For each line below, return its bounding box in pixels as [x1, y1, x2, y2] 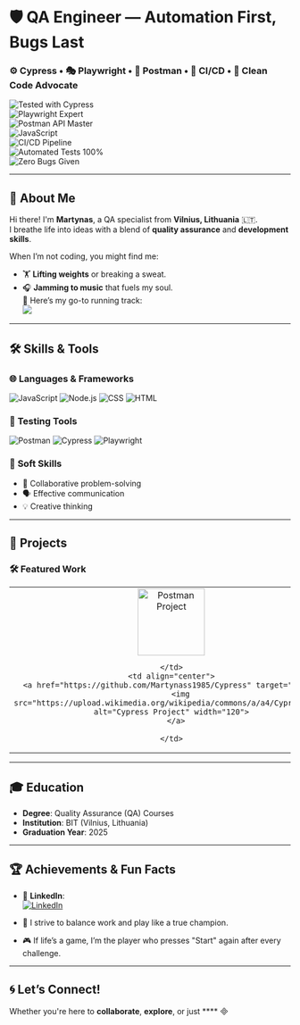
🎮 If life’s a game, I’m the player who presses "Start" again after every [21, 935, 281, 946]
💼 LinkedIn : [21, 890, 65, 901]
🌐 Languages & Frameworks [9, 372, 134, 385]
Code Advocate [9, 79, 79, 92]
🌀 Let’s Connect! [9, 982, 101, 997]
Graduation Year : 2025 [21, 827, 109, 837]
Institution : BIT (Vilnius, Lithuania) [21, 818, 149, 829]
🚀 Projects [9, 535, 68, 550]
